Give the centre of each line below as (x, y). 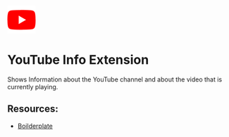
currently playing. (33, 86)
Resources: (33, 109)
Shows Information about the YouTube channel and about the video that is (115, 79)
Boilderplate (35, 126)
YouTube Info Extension (78, 60)
